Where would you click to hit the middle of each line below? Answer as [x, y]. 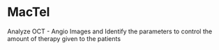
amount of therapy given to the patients [64, 38]
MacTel [29, 12]
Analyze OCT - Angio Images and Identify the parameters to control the [110, 31]
